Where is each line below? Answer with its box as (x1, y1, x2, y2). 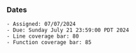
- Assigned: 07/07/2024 (6, 21, 76, 28)
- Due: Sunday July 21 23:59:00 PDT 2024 (6, 26, 130, 34)
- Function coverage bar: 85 (6, 39, 92, 46)
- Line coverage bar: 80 (6, 33, 79, 40)
